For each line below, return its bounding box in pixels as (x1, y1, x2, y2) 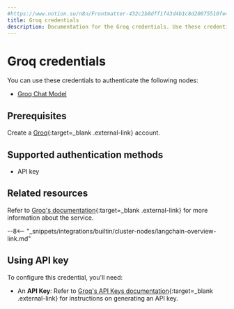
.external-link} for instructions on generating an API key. (17, 294, 179, 302)
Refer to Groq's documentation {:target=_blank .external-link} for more (7, 206, 208, 214)
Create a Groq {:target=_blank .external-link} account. (7, 128, 160, 137)
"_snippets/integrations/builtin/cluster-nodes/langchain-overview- (26, 227, 217, 235)
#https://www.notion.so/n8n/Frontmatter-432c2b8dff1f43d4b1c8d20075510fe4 (7, 10, 229, 17)
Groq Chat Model (17, 90, 68, 98)
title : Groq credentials (7, 17, 79, 24)
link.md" (7, 234, 31, 243)
